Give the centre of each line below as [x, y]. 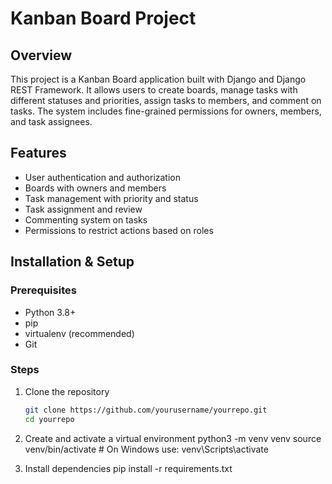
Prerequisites [43, 290]
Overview [41, 55]
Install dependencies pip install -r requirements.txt [128, 468]
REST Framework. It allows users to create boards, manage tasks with [154, 90]
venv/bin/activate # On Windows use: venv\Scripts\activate [146, 449]
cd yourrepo [49, 419]
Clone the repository [67, 391]
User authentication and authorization [103, 177]
